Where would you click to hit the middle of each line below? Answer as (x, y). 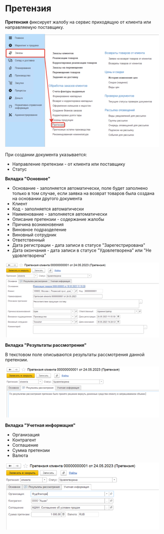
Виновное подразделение (39, 230)
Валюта (20, 455)
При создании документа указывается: (46, 155)
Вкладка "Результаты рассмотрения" (46, 345)
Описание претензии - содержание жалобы (58, 219)
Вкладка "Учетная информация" (40, 425)
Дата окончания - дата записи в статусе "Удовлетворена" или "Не (82, 250)
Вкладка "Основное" (28, 179)
